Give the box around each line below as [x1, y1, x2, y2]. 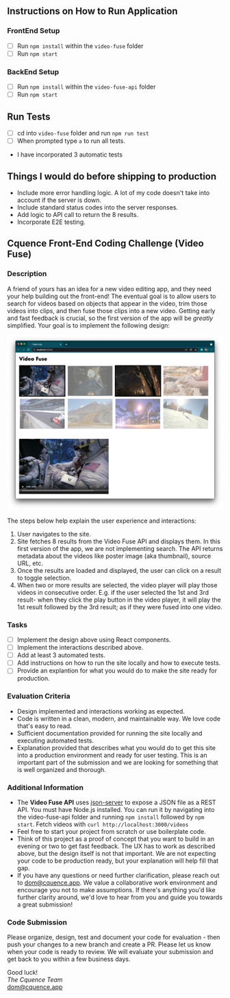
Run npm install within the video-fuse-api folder [16, 82, 156, 91]
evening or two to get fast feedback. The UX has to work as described [16, 841, 216, 850]
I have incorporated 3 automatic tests [16, 150, 123, 159]
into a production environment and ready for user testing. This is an [16, 751, 207, 759]
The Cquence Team [7, 975, 63, 984]
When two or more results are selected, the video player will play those [16, 580, 218, 589]
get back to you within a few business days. [7, 955, 131, 964]
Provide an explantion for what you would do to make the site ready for [16, 666, 218, 675]
